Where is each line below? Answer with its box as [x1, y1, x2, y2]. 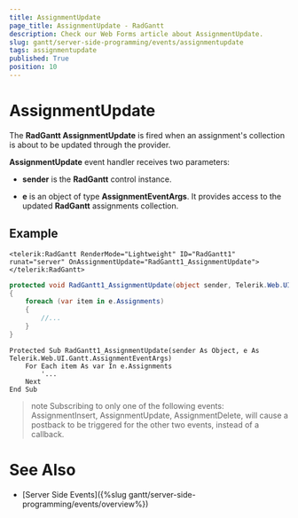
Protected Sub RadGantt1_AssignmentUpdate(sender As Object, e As [9, 346, 260, 355]
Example [9, 226, 59, 241]
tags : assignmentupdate [9, 46, 98, 55]
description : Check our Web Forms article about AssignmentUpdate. [9, 29, 264, 38]
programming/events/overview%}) [21, 498, 149, 509]
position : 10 [9, 63, 58, 72]
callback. [30, 428, 65, 439]
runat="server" [9, 257, 66, 266]
